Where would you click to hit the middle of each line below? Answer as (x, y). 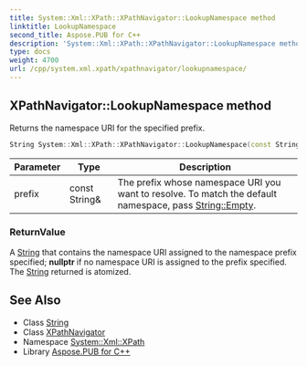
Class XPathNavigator (64, 332)
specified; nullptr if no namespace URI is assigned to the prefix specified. (148, 262)
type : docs (30, 52)
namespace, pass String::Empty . (187, 204)
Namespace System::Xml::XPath (84, 341)
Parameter (37, 167)
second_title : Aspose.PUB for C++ (75, 35)
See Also (35, 301)
